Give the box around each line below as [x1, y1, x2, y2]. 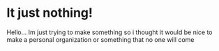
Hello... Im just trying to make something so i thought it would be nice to [6, 28, 213, 36]
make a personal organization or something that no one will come [6, 35, 195, 43]
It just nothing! [6, 5, 93, 21]
